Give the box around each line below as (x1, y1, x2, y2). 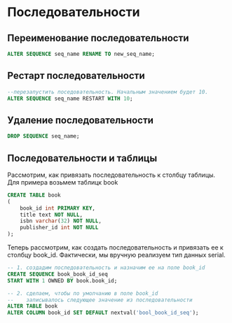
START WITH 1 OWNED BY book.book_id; (7, 277, 118, 284)
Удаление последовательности (7, 114, 154, 126)
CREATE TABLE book (7, 192, 61, 199)
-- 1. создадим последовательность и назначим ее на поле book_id (7, 264, 205, 271)
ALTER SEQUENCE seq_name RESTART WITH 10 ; (7, 95, 133, 102)
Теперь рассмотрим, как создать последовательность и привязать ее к (7, 243, 224, 252)
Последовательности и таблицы (7, 152, 158, 164)
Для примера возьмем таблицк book (7, 178, 118, 186)
